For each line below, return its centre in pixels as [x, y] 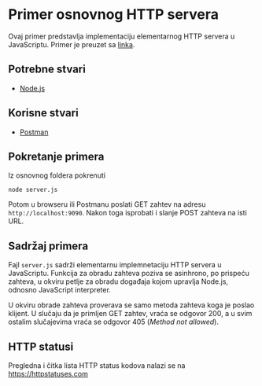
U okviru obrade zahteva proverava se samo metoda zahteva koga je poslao [131, 305]
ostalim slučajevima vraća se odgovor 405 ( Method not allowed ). [113, 322]
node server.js [33, 190]
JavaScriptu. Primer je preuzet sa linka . [72, 44]
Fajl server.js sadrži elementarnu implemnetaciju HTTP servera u [115, 265]
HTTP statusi [41, 346]
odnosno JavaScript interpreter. [60, 290]
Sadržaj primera [48, 246]
